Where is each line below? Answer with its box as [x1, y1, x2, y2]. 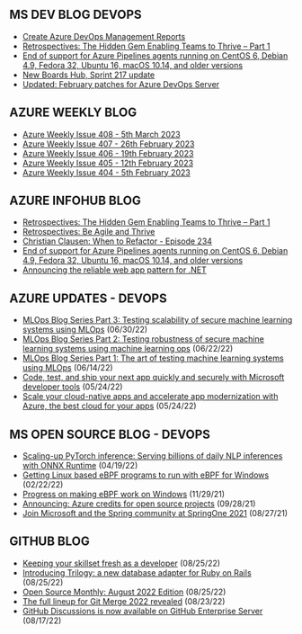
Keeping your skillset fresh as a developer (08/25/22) [22, 558, 221, 568]
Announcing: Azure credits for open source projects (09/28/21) [22, 498, 256, 509]
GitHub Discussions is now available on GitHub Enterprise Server [22, 605, 263, 616]
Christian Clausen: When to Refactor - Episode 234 [22, 236, 213, 246]
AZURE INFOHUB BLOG [9, 193, 141, 209]
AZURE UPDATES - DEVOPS [9, 290, 168, 306]
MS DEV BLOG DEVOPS [9, 7, 142, 22]
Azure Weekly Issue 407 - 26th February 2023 [22, 138, 195, 149]
